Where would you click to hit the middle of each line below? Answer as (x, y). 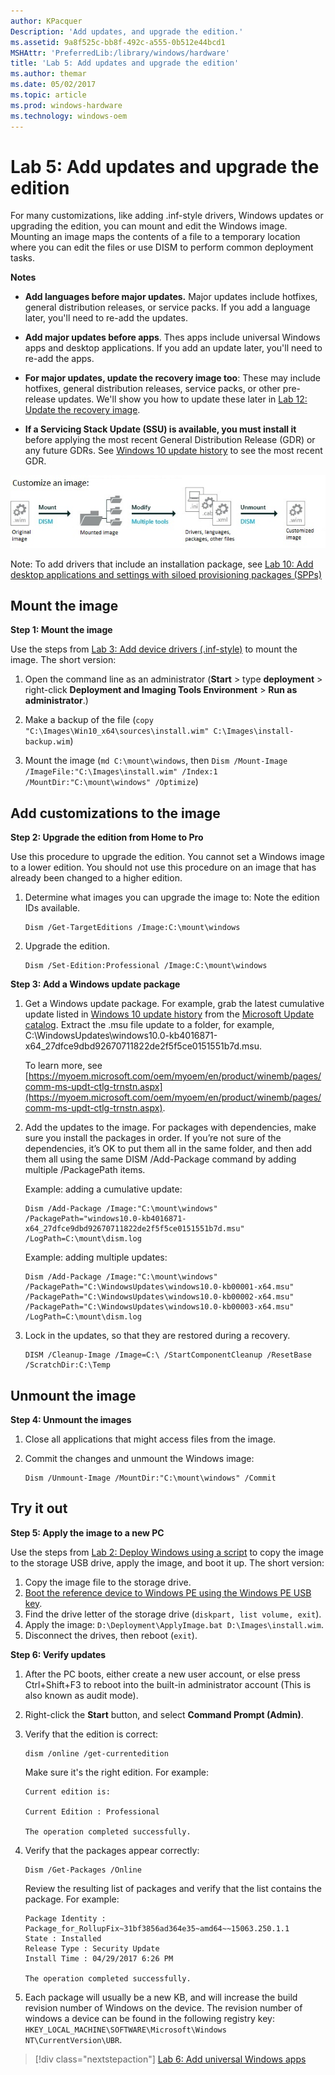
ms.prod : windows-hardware (66, 105)
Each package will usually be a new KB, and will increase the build (161, 1997)
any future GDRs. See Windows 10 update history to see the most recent (173, 451)
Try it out (39, 1508)
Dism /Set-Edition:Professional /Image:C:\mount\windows (146, 966)
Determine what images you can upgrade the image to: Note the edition (172, 897)
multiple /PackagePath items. (85, 1170)
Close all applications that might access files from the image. (150, 1439)
